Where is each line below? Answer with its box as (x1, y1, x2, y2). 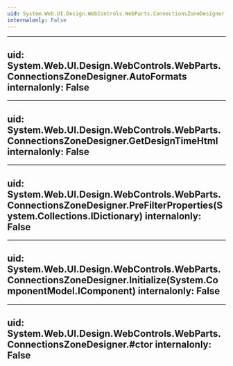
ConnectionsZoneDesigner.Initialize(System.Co (7, 274, 218, 286)
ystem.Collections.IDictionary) (7, 210, 144, 222)
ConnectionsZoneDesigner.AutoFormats (7, 70, 187, 82)
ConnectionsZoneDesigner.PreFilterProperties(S (7, 199, 223, 211)
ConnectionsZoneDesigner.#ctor (7, 339, 154, 351)
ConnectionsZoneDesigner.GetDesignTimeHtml (7, 135, 218, 147)
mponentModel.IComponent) (7, 285, 137, 297)
